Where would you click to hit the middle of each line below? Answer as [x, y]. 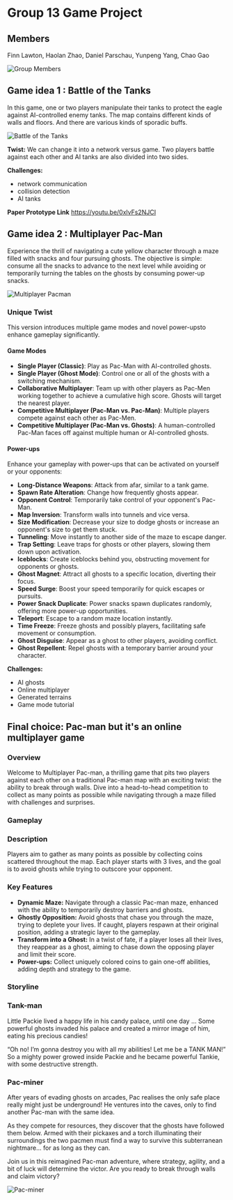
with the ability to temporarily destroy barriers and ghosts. [101, 910]
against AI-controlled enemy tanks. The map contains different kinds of [109, 115]
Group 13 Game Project [75, 13]
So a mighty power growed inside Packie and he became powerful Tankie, [114, 1056]
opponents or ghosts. [48, 567]
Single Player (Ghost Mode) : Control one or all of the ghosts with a [113, 374]
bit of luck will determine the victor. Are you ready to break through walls [111, 1169]
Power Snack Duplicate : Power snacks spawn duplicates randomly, [114, 604]
